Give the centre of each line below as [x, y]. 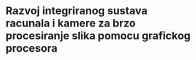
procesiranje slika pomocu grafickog [98, 36]
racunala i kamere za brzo [71, 23]
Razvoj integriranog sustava [77, 11]
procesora [32, 49]
